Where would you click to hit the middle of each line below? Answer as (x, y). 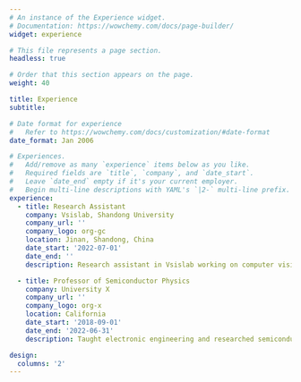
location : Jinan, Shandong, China (90, 240)
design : (24, 355)
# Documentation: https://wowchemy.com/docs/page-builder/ (122, 26)
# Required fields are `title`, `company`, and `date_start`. (132, 174)
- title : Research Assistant (72, 207)
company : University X (68, 289)
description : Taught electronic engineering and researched (140, 339)
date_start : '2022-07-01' (74, 248)
